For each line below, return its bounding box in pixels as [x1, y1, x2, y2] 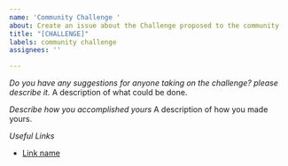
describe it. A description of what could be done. [9, 87, 188, 98]
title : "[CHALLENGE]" [9, 29, 90, 38]
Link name [21, 147, 60, 159]
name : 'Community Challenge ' [9, 12, 121, 22]
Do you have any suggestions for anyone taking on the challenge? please [9, 78, 279, 88]
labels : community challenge [9, 37, 117, 47]
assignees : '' [9, 46, 62, 55]
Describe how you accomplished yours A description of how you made [9, 104, 269, 115]
